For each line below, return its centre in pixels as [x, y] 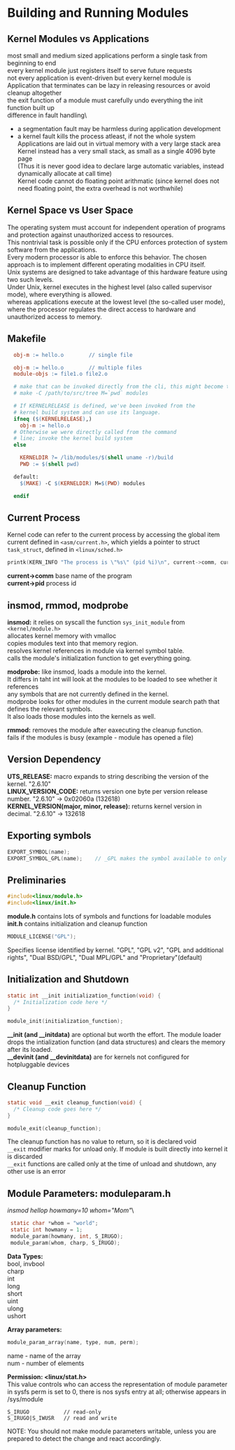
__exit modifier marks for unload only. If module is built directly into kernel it [117, 1149]
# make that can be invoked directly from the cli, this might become [119, 387]
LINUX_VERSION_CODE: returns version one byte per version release [108, 791]
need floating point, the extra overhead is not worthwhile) [100, 188]
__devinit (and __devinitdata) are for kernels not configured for [99, 1057]
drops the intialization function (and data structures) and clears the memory [116, 1042]
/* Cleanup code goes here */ [57, 1109]
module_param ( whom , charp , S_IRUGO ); [65, 1242]
